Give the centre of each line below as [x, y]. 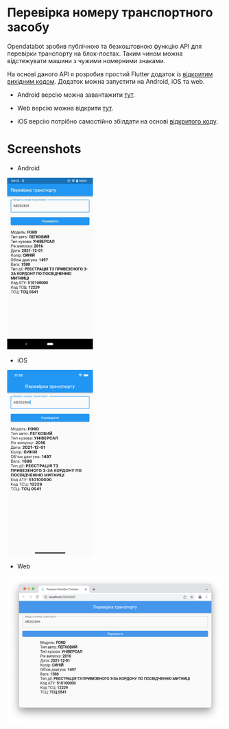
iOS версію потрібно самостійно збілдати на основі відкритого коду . [117, 121]
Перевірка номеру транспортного [110, 13]
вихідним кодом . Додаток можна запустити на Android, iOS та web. [106, 81]
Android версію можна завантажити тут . [76, 95]
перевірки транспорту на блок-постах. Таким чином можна [95, 54]
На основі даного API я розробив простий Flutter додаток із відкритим [110, 74]
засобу [28, 27]
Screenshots [44, 149]
